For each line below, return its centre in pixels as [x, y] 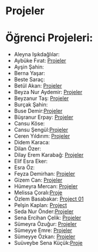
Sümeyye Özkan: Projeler [45, 237]
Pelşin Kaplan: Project [40, 205]
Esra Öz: [24, 167]
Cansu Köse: [29, 124]
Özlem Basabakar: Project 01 [49, 199]
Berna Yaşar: [29, 73]
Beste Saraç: [29, 80]
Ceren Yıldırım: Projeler [42, 136]
